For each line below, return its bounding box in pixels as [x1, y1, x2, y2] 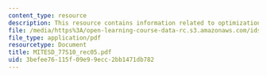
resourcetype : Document [8, 41, 87, 49]
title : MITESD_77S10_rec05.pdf [8, 48, 112, 56]
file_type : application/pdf [8, 33, 102, 42]
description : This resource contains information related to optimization [8, 19, 261, 27]
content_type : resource [8, 11, 87, 20]
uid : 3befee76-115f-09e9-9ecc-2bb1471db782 [8, 56, 155, 64]
